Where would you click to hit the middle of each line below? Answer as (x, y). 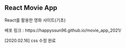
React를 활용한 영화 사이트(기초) (35, 20)
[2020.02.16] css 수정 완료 (30, 40)
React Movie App (31, 8)
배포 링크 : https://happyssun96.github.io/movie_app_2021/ (63, 30)
